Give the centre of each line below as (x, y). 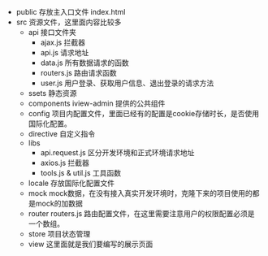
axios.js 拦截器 (65, 163)
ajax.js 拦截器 (63, 42)
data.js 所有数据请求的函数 (85, 63)
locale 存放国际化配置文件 (71, 183)
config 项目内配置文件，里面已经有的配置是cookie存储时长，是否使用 (144, 113)
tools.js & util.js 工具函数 (81, 173)
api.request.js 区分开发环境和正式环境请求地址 (117, 152)
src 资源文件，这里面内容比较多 (69, 22)
